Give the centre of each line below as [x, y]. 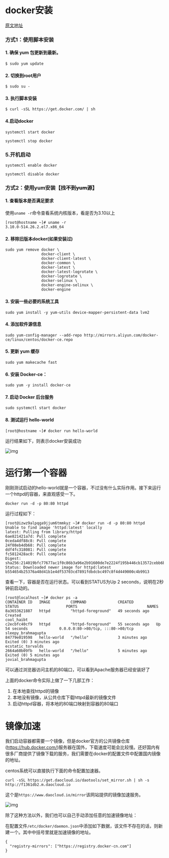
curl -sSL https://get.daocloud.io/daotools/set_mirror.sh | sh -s [77, 780]
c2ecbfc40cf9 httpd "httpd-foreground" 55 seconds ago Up [83, 625]
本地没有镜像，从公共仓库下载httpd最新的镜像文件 [64, 697]
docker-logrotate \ [61, 276]
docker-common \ [58, 263]
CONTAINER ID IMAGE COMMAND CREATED [70, 602]
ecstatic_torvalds [24, 647]
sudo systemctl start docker [36, 408]
